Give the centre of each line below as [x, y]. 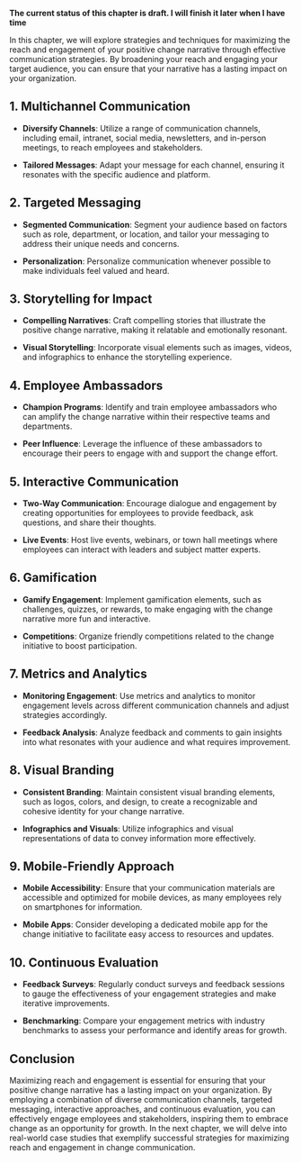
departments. [47, 426]
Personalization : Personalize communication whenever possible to [146, 261]
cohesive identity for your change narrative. [103, 811]
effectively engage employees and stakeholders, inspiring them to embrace [149, 1118]
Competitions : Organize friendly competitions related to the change [148, 636]
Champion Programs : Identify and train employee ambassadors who [150, 407]
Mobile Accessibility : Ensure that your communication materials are [149, 888]
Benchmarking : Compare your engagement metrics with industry [143, 1021]
